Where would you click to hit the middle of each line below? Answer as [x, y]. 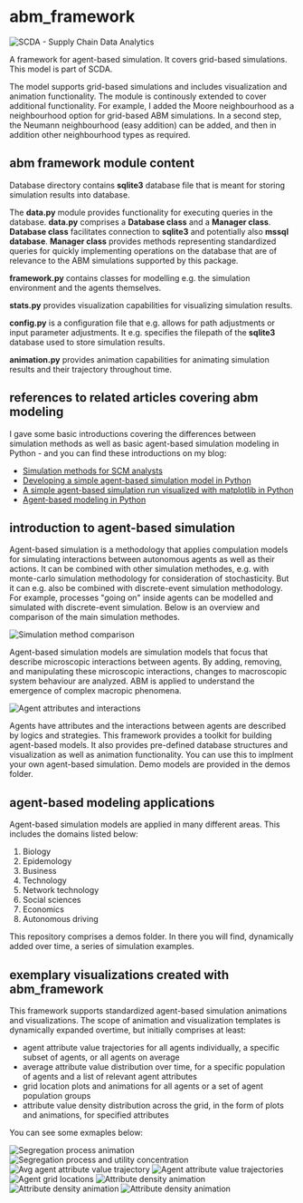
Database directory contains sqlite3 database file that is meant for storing [147, 185]
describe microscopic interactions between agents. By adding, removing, [146, 662]
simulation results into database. [70, 194]
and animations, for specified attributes [95, 1115]
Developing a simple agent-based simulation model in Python [137, 480]
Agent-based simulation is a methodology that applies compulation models [149, 549]
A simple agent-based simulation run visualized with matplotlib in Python [158, 490]
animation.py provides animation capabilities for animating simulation [139, 359]
